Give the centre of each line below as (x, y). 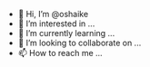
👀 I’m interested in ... (56, 24)
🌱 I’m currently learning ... (66, 33)
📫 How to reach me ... (60, 53)
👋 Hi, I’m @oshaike (53, 14)
